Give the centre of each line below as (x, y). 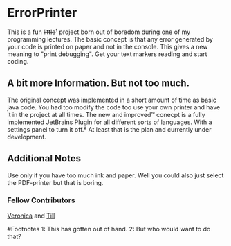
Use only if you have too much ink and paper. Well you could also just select (115, 175)
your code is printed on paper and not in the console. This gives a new (108, 46)
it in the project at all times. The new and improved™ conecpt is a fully (106, 114)
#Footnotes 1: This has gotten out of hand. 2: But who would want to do (109, 229)
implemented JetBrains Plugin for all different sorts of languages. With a (110, 122)
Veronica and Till (31, 216)
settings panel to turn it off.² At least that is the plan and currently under (110, 129)
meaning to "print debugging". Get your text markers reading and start (107, 54)
